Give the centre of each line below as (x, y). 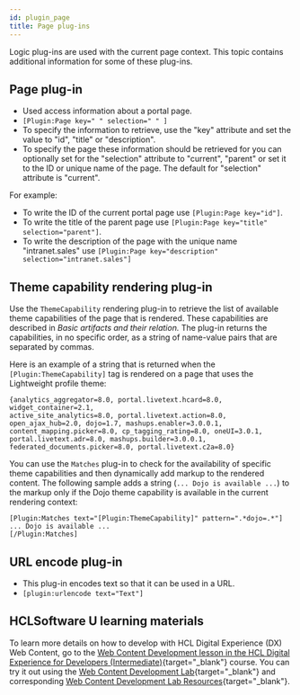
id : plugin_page (40, 18)
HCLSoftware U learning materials (106, 621)
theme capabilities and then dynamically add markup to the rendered (137, 474)
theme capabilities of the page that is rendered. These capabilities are (139, 318)
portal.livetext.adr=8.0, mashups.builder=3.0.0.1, (108, 440)
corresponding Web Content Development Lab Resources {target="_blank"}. (150, 681)
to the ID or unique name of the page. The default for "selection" (142, 168)
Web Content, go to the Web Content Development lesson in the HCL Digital (150, 652)
